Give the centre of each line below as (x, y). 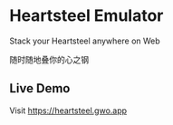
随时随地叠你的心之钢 (49, 59)
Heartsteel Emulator (86, 16)
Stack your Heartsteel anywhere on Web (85, 41)
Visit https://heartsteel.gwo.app (68, 111)
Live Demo (40, 88)
